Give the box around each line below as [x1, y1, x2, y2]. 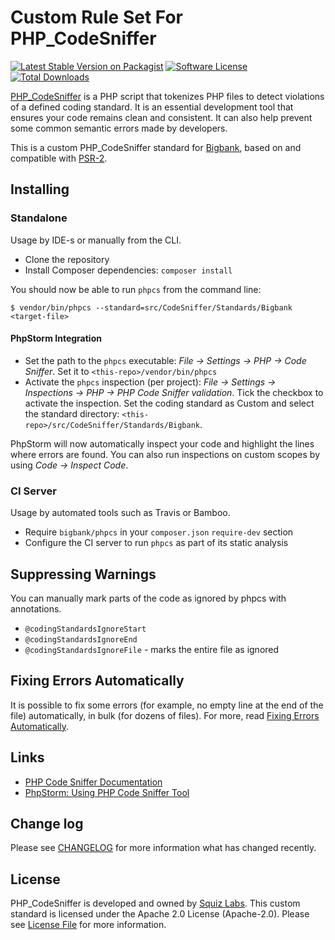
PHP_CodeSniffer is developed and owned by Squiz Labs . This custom [10, 897, 301, 910]
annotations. [10, 602, 62, 615]
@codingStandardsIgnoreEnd [24, 634, 138, 645]
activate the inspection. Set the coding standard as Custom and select [24, 397, 315, 409]
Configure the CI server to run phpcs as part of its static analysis [24, 537, 289, 549]
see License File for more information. [10, 919, 167, 931]
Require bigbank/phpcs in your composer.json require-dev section [24, 526, 294, 538]
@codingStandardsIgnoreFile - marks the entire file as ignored [24, 643, 280, 655]
